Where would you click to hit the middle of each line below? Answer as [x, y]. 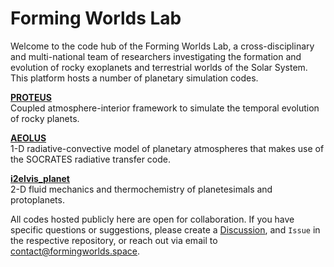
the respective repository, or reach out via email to [114, 240]
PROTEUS [31, 97]
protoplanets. [37, 199]
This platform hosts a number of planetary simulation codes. [134, 78]
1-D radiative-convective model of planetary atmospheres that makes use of [167, 148]
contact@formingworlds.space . [75, 251]
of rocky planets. [45, 118]
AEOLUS [28, 138]
